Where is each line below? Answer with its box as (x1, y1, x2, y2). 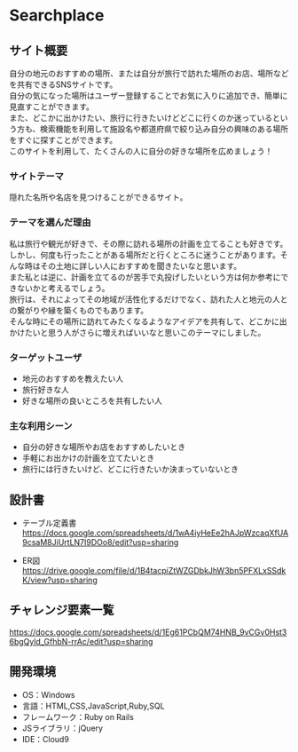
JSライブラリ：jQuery (21, 723, 104, 733)
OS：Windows (21, 689, 75, 700)
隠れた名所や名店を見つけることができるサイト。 (9, 192, 188, 202)
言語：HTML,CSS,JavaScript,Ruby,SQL (21, 701, 166, 711)
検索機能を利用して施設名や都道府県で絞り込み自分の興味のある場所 (39, 123, 289, 134)
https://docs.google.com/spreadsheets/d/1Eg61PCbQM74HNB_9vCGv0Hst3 (9, 627, 287, 637)
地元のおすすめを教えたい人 (21, 373, 124, 384)
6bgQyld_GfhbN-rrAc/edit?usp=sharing (9, 636, 153, 646)
